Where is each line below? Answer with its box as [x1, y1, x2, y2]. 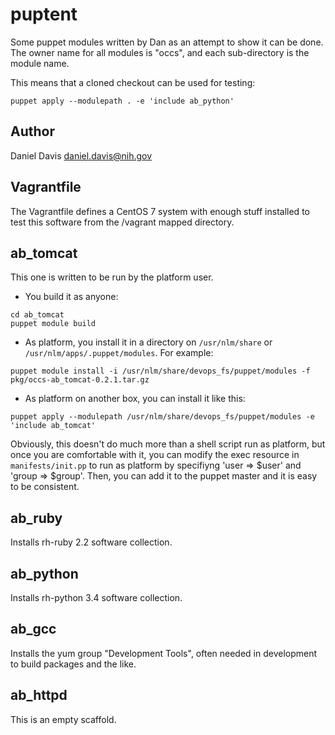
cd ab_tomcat [10, 310, 65, 320]
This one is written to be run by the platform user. [10, 271, 214, 283]
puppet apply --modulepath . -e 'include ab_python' [10, 96, 235, 106]
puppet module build [10, 319, 97, 329]
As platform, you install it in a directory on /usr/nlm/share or [24, 336, 273, 348]
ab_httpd [10, 687, 68, 704]
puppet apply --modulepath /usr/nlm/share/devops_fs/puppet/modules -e [10, 412, 315, 422]
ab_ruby [10, 509, 63, 527]
